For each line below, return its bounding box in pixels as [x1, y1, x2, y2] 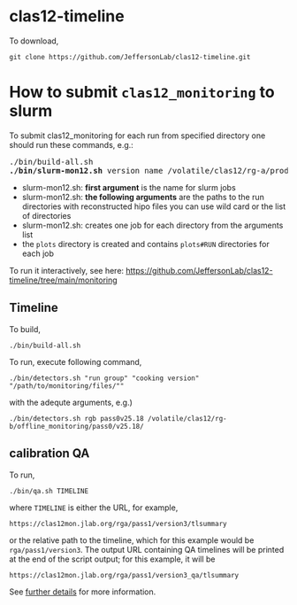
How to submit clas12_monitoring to [9, 82, 276, 103]
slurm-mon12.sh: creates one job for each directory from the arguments [21, 220, 284, 230]
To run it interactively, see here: [9, 265, 125, 275]
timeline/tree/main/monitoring [9, 275, 118, 285]
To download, [9, 35, 59, 46]
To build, [9, 323, 42, 334]
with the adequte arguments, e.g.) [9, 397, 133, 407]
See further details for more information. [9, 586, 156, 597]
